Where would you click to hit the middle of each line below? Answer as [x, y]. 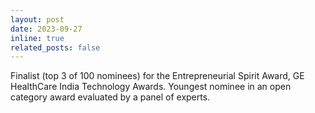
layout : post [37, 19]
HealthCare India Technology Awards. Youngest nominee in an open [151, 87]
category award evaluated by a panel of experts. [110, 97]
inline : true [37, 38]
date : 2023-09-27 [46, 29]
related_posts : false [55, 47]
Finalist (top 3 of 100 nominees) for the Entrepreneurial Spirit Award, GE [157, 76]
